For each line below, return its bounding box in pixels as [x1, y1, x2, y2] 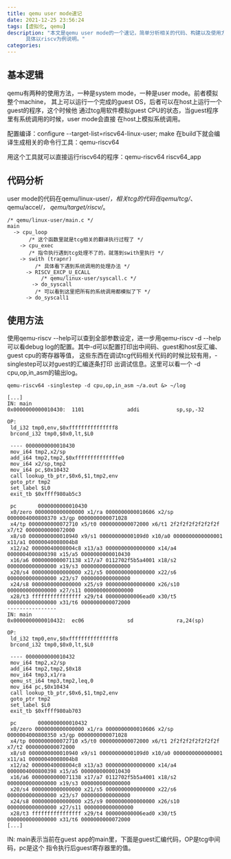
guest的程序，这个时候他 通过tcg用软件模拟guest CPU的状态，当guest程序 [7, 106, 219, 114]
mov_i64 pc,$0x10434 [10, 683, 69, 691]
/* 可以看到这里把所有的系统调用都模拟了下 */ [34, 288, 151, 295]
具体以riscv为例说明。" [25, 36, 86, 43]
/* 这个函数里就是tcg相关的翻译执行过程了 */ [28, 236, 144, 243]
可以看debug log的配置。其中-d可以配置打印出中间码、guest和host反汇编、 [7, 342, 221, 351]
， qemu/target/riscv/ [42, 203, 103, 211]
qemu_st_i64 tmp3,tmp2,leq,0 [10, 678, 94, 685]
